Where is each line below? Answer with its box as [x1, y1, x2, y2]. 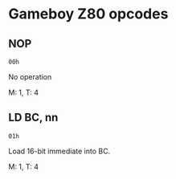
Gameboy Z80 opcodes [8, 5, 169, 23]
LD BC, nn [8, 111, 59, 124]
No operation [8, 72, 52, 81]
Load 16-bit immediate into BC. [8, 146, 111, 156]
